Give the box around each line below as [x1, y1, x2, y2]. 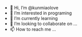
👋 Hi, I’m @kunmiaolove [9, 5, 59, 10]
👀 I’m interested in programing [9, 10, 72, 16]
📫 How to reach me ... [9, 26, 56, 32]
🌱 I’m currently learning [9, 15, 58, 21]
